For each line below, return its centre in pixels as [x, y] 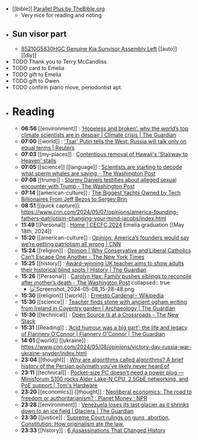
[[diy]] [29, 55]
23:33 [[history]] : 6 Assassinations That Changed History [93, 430]
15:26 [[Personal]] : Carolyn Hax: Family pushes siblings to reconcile [106, 276]
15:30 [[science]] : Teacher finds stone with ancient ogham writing [104, 302]
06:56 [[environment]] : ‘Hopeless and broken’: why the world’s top [105, 128]
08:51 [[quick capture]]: [51, 205]
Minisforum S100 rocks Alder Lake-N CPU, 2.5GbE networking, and [104, 379]
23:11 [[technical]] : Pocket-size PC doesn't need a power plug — [102, 372]
